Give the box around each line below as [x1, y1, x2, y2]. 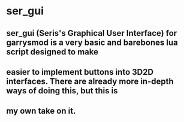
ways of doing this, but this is [6, 86, 118, 96]
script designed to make [6, 47, 99, 57]
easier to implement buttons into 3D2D [6, 67, 154, 77]
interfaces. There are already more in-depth [6, 76, 174, 86]
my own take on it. [6, 106, 76, 116]
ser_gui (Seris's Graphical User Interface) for [6, 28, 177, 38]
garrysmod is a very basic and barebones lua [6, 37, 178, 47]
